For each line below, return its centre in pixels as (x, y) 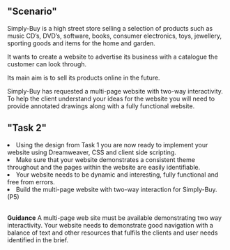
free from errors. (31, 182)
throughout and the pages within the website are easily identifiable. (104, 167)
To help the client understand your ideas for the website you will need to (111, 98)
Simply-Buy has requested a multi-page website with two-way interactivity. (115, 91)
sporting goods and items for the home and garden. (81, 43)
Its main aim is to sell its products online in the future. (84, 78)
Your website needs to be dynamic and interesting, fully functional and (117, 175)
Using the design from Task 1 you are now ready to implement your (112, 145)
